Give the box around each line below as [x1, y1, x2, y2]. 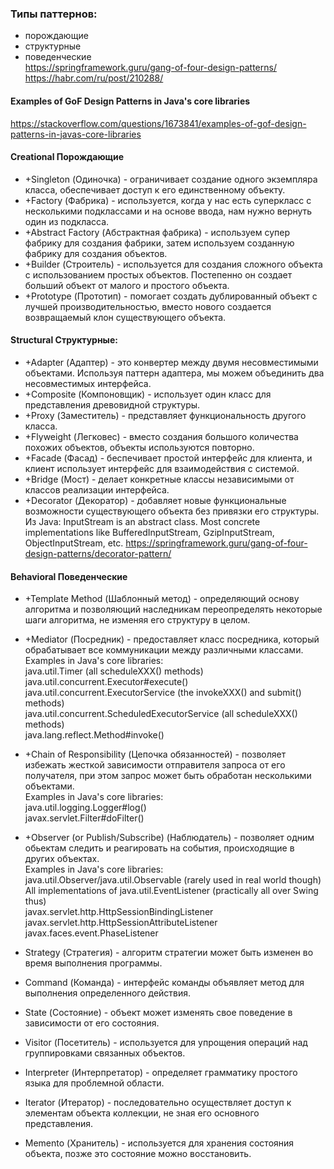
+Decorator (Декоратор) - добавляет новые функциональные [24, 494, 287, 506]
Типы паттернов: [10, 7, 98, 21]
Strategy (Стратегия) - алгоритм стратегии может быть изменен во [24, 947, 314, 959]
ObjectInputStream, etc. [24, 537, 124, 549]
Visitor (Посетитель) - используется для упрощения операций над [24, 1037, 308, 1049]
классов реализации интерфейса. [24, 483, 170, 496]
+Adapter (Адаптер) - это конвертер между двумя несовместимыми [24, 356, 319, 368]
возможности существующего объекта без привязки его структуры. [24, 505, 320, 517]
